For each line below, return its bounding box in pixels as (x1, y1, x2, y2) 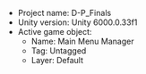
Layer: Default (30, 55, 83, 65)
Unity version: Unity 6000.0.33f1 (17, 17, 138, 28)
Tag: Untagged (30, 45, 87, 56)
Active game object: (17, 27, 92, 37)
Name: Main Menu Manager (30, 36, 134, 46)
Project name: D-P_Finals (17, 8, 112, 18)
